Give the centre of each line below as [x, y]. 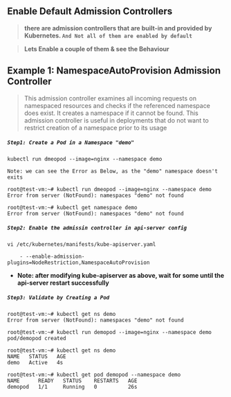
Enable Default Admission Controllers [90, 11]
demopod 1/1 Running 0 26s [72, 387]
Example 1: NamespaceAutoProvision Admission [114, 71]
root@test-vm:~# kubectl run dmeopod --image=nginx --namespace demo [110, 189]
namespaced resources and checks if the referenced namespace [117, 105]
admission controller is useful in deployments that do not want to [116, 120]
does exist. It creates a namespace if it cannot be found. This [111, 113]
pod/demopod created [37, 338]
